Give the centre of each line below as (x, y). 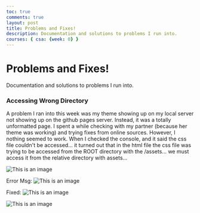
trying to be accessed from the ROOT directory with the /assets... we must (98, 152)
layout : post (22, 23)
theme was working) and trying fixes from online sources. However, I (91, 133)
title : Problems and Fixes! (41, 28)
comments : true (25, 17)
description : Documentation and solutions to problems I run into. (92, 34)
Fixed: (14, 192)
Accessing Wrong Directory (47, 101)
